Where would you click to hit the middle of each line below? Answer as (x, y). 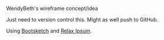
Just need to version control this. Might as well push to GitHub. (82, 19)
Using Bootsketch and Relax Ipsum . (49, 31)
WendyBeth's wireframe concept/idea (52, 8)
